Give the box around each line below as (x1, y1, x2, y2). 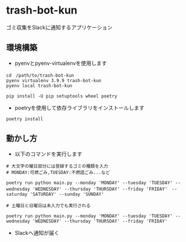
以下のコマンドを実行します (14, 150, 83, 157)
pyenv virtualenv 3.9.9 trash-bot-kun (6, 77, 102, 83)
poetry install (6, 116, 44, 122)
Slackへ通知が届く (14, 229, 60, 236)
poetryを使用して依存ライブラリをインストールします (14, 104, 145, 111)
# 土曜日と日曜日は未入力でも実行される (6, 202, 91, 208)
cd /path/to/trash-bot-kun (6, 72, 74, 79)
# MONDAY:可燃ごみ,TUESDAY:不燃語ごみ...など (6, 169, 110, 175)
